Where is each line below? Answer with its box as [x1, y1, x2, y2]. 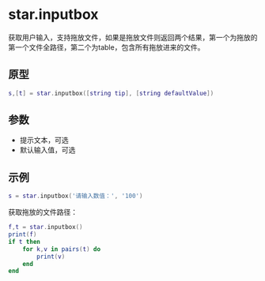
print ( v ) [36, 253, 66, 260]
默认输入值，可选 [19, 145, 76, 155]
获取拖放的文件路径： [8, 208, 78, 217]
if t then [8, 238, 41, 245]
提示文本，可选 [19, 136, 69, 145]
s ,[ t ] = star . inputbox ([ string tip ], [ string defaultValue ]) [8, 89, 214, 97]
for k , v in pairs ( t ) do [22, 245, 101, 253]
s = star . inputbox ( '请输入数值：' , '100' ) [8, 192, 143, 200]
